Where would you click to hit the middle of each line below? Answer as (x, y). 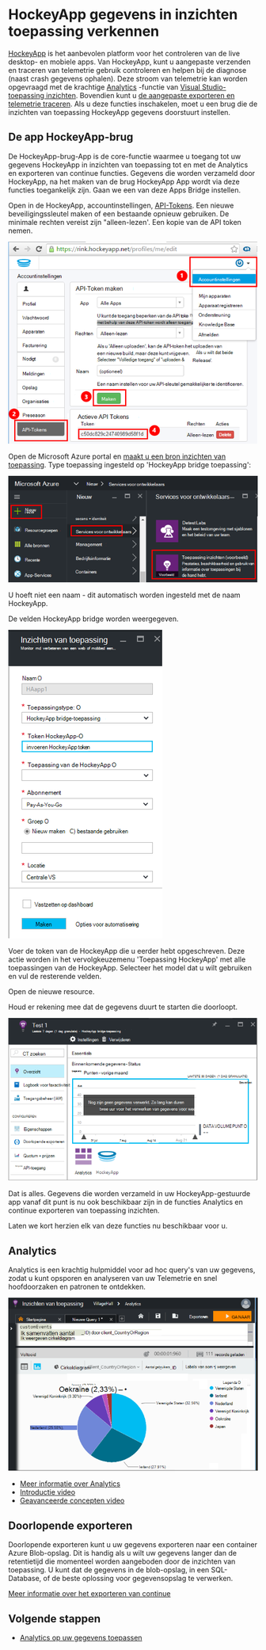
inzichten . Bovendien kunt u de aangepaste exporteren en (141, 95)
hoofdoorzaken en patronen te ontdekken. (77, 1287)
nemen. (21, 231)
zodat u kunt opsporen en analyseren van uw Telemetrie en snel (113, 1278)
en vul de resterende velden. (55, 977)
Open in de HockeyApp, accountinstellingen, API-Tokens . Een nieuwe (121, 205)
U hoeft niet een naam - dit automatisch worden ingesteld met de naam (124, 595)
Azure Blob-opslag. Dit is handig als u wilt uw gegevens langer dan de (123, 1553)
